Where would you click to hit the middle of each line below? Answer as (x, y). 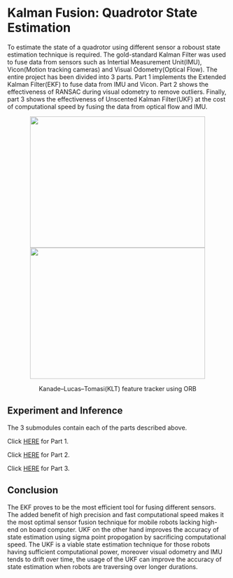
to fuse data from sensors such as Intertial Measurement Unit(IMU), (105, 62)
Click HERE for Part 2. (38, 454)
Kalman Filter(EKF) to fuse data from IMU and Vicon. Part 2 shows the (108, 84)
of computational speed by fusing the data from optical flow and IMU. (107, 106)
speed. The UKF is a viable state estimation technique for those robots (109, 544)
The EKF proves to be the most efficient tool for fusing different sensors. (112, 507)
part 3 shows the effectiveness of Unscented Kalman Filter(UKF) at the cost (116, 99)
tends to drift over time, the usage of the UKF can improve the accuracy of (114, 559)
